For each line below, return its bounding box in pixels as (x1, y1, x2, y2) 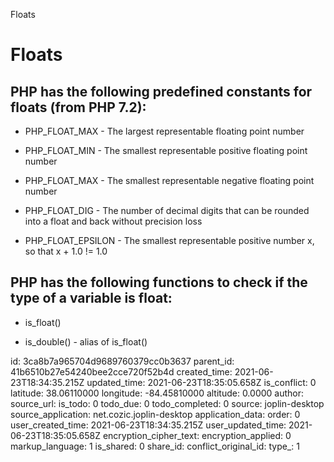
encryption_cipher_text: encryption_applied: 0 (102, 429, 292, 441)
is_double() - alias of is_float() (24, 335, 148, 348)
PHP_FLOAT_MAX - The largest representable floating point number (24, 125, 305, 137)
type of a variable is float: (10, 290, 173, 307)
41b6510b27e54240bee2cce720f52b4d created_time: (10, 365, 233, 378)
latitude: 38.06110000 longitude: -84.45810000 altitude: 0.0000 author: (10, 387, 305, 399)
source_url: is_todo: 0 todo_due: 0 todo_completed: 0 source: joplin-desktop (10, 397, 325, 409)
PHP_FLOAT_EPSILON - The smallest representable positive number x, (24, 235, 315, 246)
